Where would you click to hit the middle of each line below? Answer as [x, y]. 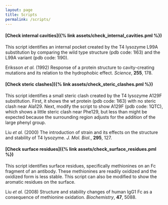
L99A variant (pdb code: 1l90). [37, 57]
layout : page [19, 10]
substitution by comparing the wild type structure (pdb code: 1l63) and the [83, 52]
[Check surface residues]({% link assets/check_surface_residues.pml [81, 149]
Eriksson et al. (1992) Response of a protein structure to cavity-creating [80, 67]
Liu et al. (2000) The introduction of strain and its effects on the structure [82, 132]
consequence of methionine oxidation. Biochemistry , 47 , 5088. [71, 197]
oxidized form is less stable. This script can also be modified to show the [81, 176]
